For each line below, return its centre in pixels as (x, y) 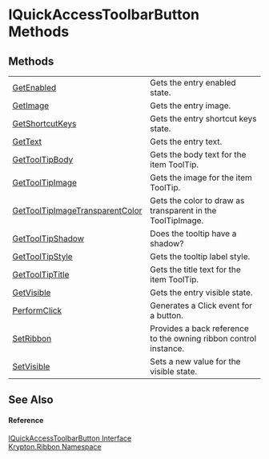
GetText (27, 142)
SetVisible (31, 367)
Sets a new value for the (195, 361)
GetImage (31, 106)
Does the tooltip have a (193, 233)
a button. (167, 315)
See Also (31, 400)
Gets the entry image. (191, 106)
